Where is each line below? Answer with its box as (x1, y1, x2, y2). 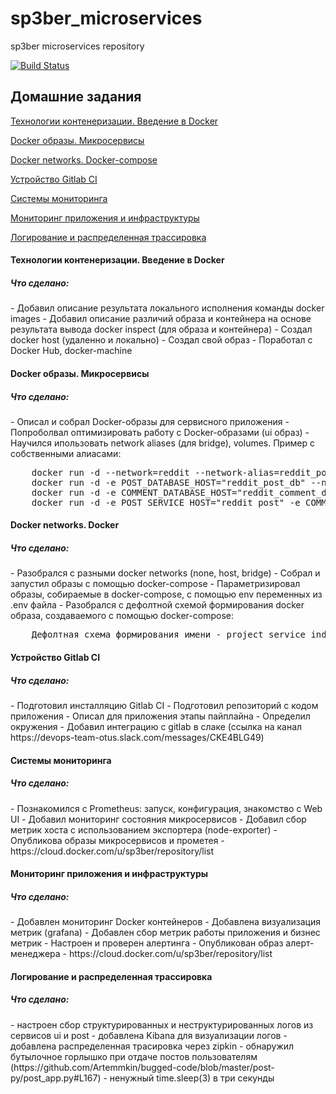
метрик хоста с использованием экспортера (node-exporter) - (10, 823, 278, 836)
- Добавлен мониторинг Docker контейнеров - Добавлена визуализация (10, 916, 321, 928)
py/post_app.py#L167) (10, 1072, 102, 1084)
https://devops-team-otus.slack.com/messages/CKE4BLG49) (10, 732, 265, 743)
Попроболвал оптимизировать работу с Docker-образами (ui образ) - (10, 426, 310, 438)
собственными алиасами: (10, 447, 122, 459)
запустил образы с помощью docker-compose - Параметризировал (10, 578, 301, 590)
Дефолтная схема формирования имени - (31, 629, 222, 641)
